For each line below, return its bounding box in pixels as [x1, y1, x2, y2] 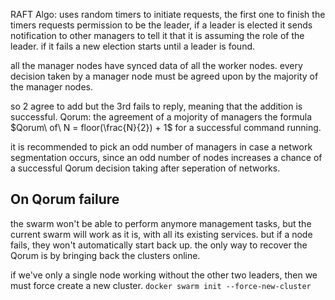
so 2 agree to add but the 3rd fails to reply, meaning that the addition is [10, 100, 303, 112]
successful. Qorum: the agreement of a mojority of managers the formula [10, 111, 313, 123]
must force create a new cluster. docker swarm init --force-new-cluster [10, 279, 312, 291]
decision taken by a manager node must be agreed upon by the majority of [10, 70, 319, 82]
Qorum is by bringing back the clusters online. [10, 249, 201, 261]
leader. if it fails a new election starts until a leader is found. [10, 40, 256, 52]
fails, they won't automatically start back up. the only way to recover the [10, 239, 308, 251]
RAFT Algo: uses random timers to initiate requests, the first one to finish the [10, 9, 326, 20]
